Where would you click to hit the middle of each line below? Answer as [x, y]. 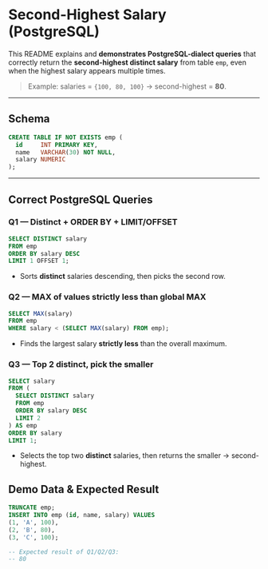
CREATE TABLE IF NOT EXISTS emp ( [66, 137]
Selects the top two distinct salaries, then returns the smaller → [124, 456]
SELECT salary [32, 381]
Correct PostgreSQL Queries [81, 199]
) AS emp [23, 425]
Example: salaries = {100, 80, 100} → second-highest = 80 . [127, 86]
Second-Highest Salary [87, 15]
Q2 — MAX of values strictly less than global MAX [107, 297]
